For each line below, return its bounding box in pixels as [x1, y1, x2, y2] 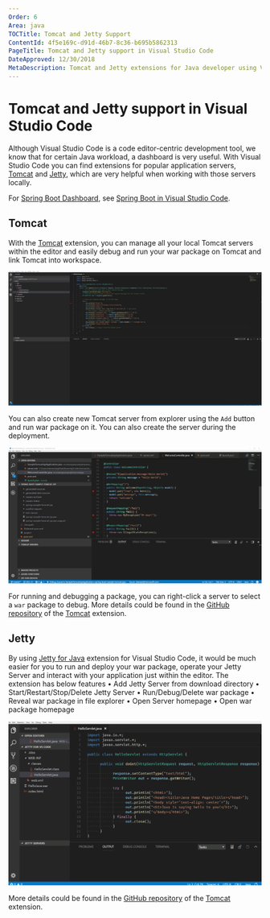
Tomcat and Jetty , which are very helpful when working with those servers [8, 169, 256, 179]
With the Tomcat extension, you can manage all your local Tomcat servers [8, 238, 254, 247]
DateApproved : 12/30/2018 [8, 56, 95, 64]
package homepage [8, 705, 75, 714]
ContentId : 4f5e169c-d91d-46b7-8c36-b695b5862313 [8, 39, 178, 47]
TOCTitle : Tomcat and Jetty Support [8, 30, 131, 38]
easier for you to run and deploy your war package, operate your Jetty [8, 661, 242, 672]
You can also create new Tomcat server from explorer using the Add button [8, 413, 256, 423]
